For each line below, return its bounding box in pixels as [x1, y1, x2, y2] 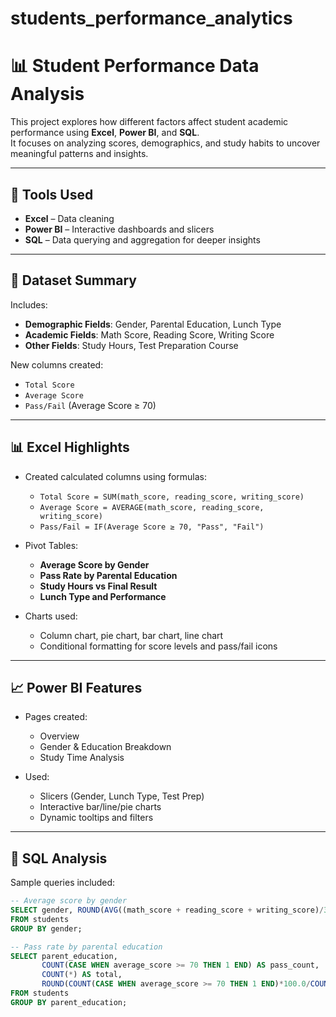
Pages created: [24, 711, 88, 723]
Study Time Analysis [39, 752, 125, 764]
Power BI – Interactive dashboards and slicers [24, 223, 215, 235]
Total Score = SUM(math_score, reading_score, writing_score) [39, 492, 305, 502]
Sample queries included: [10, 877, 116, 889]
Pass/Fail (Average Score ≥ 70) [24, 399, 157, 411]
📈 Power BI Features [10, 679, 143, 696]
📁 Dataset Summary [10, 272, 137, 289]
